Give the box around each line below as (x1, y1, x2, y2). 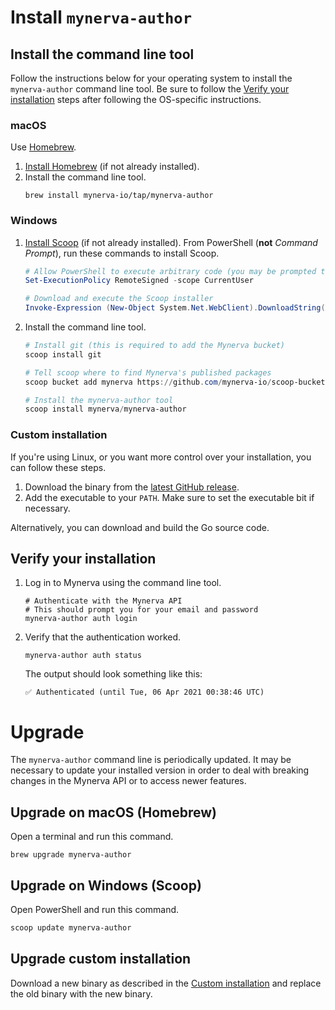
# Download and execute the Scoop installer (24, 294, 214, 304)
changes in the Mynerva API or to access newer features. (10, 775, 247, 787)
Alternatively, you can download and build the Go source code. (10, 521, 270, 533)
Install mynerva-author (10, 6, 193, 29)
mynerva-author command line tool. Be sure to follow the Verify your (10, 83, 290, 95)
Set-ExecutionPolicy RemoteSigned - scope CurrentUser (24, 276, 254, 286)
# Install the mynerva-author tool (24, 395, 174, 405)
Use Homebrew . (10, 141, 77, 153)
